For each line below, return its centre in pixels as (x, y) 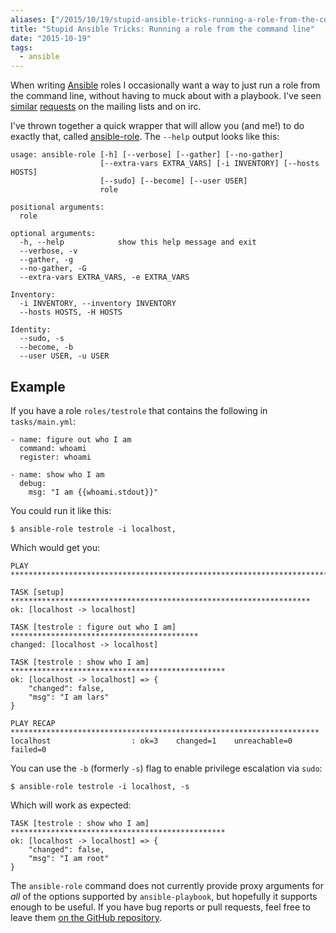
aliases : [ (33, 19)
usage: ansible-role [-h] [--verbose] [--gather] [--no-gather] (147, 155)
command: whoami (53, 448)
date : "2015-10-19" (51, 38)
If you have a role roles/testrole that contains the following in (139, 410)
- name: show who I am (57, 474)
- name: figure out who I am (71, 439)
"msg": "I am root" (69, 858)
